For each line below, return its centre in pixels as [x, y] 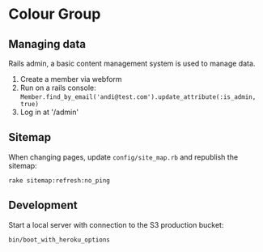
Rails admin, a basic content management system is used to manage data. [132, 63]
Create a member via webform [71, 79]
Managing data [47, 44]
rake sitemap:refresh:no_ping [59, 180]
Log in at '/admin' [49, 112]
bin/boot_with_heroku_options [59, 240]
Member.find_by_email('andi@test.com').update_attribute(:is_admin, [138, 97]
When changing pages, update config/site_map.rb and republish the [123, 157]
